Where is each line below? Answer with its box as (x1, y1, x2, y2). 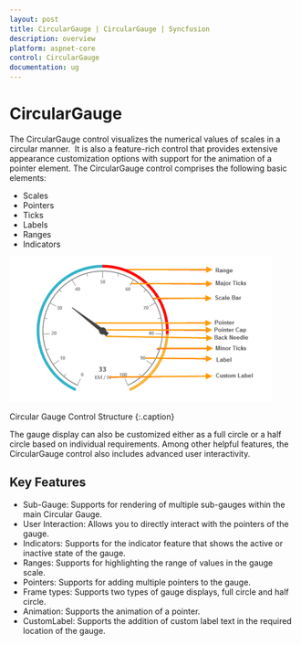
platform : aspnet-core (9, 44, 96, 53)
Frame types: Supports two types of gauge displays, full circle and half (22, 586, 289, 597)
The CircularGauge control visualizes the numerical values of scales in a (9, 133, 281, 144)
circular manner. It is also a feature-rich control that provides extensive (9, 143, 278, 154)
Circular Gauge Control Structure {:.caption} (9, 411, 175, 422)
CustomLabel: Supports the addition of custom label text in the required (22, 615, 292, 626)
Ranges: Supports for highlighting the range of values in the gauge (22, 557, 274, 568)
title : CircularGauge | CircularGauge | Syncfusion (9, 24, 210, 34)
